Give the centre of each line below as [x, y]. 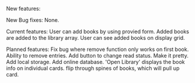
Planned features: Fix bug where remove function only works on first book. [97, 49]
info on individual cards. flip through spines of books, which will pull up [93, 68]
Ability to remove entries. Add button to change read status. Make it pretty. [97, 55]
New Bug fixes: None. [33, 20]
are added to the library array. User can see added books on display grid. [96, 38]
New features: [23, 9]
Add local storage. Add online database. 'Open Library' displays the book [96, 62]
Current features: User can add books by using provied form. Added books [98, 31]
